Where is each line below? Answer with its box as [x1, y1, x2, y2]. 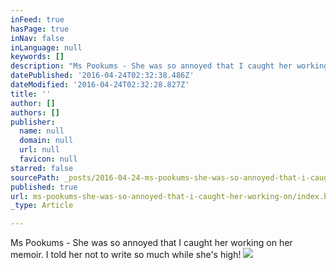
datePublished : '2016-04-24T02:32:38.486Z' [10, 71, 195, 81]
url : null [19, 145, 60, 155]
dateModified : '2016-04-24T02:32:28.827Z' [10, 80, 190, 90]
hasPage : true [10, 24, 70, 34]
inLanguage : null [10, 42, 83, 53]
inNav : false [10, 33, 65, 43]
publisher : [10, 117, 56, 127]
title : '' [10, 89, 52, 99]
